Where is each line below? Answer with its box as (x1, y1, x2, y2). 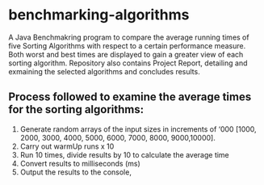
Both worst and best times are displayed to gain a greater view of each (8, 49, 244, 59)
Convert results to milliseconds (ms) (19, 158, 141, 168)
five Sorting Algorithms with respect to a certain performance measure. (8, 40, 246, 50)
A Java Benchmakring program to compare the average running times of (8, 32, 249, 42)
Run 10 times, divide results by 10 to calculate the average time (19, 149, 230, 159)
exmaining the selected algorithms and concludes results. (8, 66, 200, 76)
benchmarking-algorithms (8, 6, 190, 24)
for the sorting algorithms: (8, 103, 145, 116)
